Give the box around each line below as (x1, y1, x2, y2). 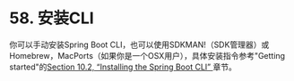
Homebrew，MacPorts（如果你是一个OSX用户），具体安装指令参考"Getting (9, 50, 285, 61)
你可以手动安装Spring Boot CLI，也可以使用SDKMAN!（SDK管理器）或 (9, 39, 270, 50)
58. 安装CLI (9, 8, 94, 28)
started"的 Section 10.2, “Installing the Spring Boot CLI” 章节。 (9, 61, 238, 72)
